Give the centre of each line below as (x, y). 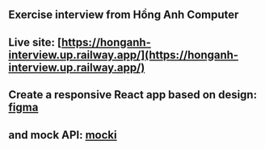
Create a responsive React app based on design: (132, 95)
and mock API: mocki (63, 135)
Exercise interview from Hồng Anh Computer (124, 15)
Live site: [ (35, 42)
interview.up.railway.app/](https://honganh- (124, 54)
